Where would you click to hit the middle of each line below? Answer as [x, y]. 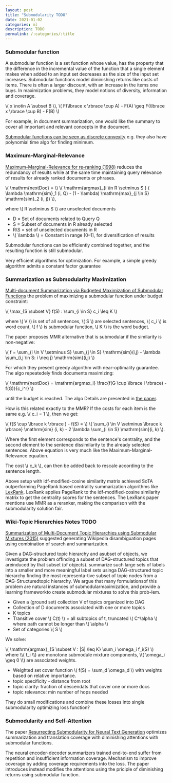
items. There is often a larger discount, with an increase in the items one [82, 85]
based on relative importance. [44, 676]
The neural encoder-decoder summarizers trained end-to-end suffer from [83, 753]
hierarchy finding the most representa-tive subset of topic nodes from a [81, 576]
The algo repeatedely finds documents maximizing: [60, 373]
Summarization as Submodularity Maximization [66, 279]
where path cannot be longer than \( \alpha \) [61, 624]
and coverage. [21, 96]
